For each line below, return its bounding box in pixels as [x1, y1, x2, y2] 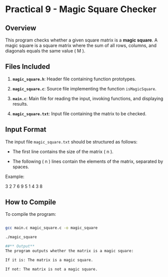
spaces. [12, 163, 29, 170]
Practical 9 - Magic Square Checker [5, 4, 157, 15]
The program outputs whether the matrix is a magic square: [5, 249, 134, 254]
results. [12, 101, 29, 107]
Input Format [5, 125, 47, 134]
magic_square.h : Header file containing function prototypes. [12, 76, 136, 82]
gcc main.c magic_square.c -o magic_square [5, 225, 98, 230]
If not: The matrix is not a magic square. [5, 266, 98, 271]
